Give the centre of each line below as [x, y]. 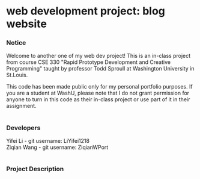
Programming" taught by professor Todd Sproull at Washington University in [100, 69]
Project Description [35, 169]
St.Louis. [17, 75]
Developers [23, 128]
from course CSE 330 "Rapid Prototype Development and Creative [89, 62]
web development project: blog [86, 11]
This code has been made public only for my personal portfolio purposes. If [100, 87]
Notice [16, 43]
